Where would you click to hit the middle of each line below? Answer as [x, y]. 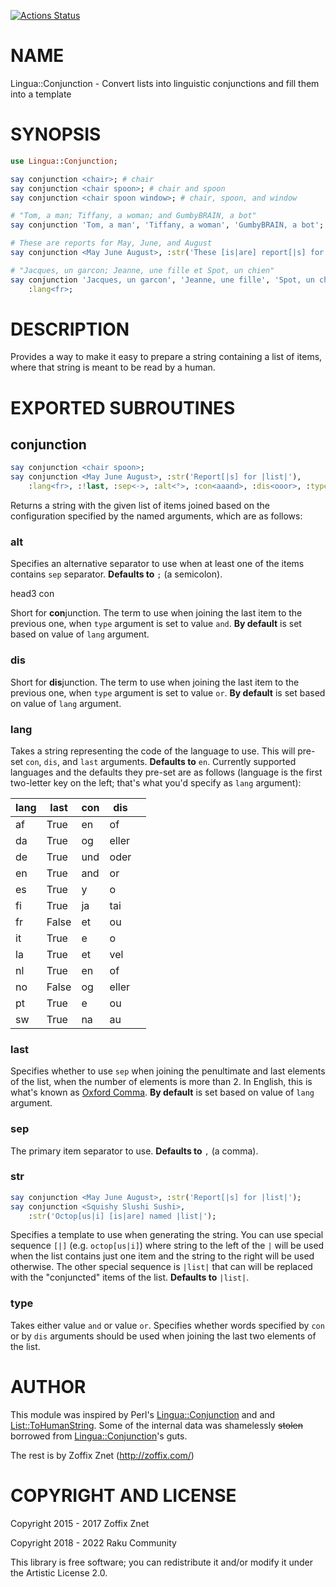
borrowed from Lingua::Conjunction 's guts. [99, 1436]
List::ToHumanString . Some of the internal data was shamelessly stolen [157, 1425]
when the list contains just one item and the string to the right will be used [162, 1256]
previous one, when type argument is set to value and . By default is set [156, 624]
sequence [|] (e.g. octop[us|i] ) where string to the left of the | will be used [167, 1246]
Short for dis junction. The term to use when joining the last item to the [155, 682]
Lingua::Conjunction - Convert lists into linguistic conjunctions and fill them [165, 83]
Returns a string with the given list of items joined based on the [140, 506]
